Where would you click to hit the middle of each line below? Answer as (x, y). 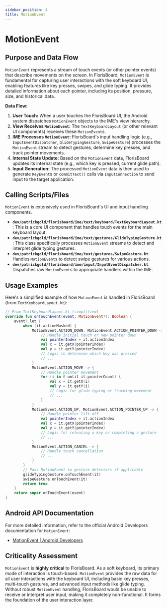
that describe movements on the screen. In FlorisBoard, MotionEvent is (77, 75)
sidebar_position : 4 (27, 10)
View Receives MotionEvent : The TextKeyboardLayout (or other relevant (85, 126)
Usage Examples (32, 285)
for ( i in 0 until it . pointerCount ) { (81, 377)
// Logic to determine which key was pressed (88, 354)
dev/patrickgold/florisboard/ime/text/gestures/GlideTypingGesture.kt (87, 238)
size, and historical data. (30, 96)
